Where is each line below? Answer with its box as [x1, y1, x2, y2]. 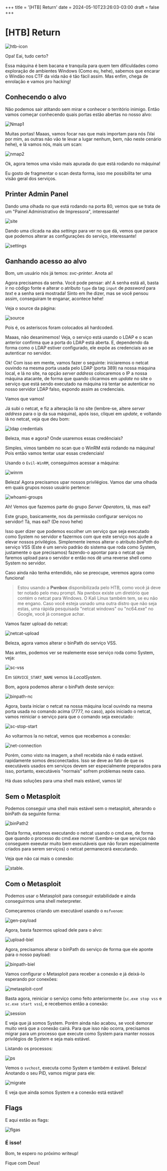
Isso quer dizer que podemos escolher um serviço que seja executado [5, 529, 150, 534]
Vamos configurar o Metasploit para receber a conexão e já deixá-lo [5, 971, 145, 977]
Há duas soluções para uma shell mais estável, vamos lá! [5, 778, 122, 784]
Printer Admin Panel [5, 190, 69, 199]
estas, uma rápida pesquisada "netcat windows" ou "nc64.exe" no [17, 606, 154, 612]
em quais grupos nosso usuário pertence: [5, 485, 91, 491]
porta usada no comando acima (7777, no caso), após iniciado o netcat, [5, 709, 152, 715]
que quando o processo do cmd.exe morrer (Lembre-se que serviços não [5, 836, 156, 842]
